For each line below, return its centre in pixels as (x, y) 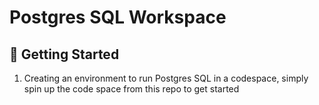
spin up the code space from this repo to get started (131, 89)
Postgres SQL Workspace (118, 17)
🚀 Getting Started (64, 54)
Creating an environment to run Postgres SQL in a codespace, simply (166, 78)
